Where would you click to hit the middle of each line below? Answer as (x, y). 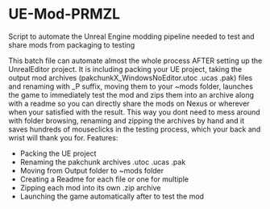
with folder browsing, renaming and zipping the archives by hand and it (127, 120)
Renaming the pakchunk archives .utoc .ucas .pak (103, 161)
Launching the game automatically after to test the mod (112, 196)
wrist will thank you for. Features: (63, 137)
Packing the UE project (58, 153)
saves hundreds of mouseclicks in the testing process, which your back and (135, 129)
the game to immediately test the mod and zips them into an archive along (131, 94)
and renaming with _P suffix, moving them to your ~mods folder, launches (131, 86)
